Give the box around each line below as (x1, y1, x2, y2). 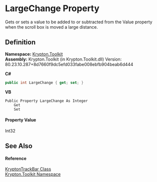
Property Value (5, 117, 36, 123)
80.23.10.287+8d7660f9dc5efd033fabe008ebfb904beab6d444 (5, 61, 134, 67)
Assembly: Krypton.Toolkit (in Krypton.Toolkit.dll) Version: (5, 56, 122, 62)
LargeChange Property (5, 3, 100, 14)
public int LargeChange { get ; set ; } (5, 80, 84, 85)
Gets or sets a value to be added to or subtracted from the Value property (5, 19, 153, 25)
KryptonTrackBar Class (5, 166, 52, 172)
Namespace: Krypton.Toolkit (5, 51, 63, 57)
